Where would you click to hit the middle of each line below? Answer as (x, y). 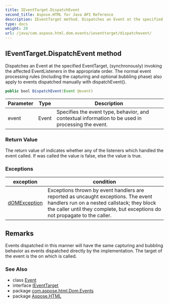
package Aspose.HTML (37, 296)
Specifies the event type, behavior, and (103, 112)
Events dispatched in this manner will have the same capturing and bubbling (84, 246)
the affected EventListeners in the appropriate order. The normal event (78, 71)
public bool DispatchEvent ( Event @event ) (49, 91)
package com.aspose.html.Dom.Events (53, 291)
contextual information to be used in (99, 118)
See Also (16, 269)
